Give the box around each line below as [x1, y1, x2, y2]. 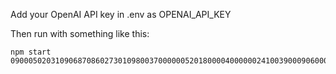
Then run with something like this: [10, 28, 150, 39]
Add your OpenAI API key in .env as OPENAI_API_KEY [10, 9, 232, 20]
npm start [10, 47, 52, 57]
